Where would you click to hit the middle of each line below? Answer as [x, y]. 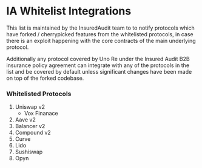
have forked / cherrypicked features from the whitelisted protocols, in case [100, 34]
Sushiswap [29, 152]
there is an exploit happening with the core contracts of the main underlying [101, 40]
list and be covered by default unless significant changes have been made [99, 71]
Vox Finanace [41, 114]
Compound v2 [33, 133]
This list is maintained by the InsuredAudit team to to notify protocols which [101, 28]
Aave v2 [25, 120]
